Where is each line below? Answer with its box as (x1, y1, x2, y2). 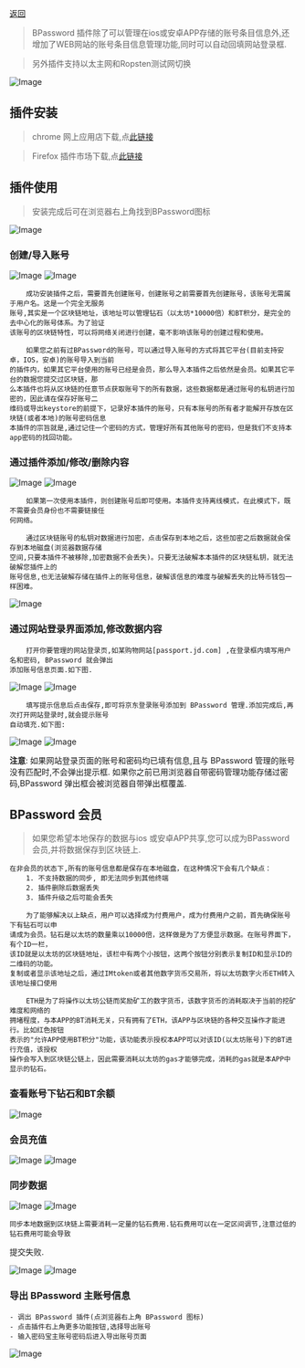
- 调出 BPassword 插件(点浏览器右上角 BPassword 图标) (9, 1312, 205, 1321)
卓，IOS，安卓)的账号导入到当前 (9, 355, 115, 364)
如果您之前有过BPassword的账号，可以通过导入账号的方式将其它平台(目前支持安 (26, 345, 285, 354)
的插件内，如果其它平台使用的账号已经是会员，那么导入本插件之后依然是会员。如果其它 (9, 364, 289, 374)
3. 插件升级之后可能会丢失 (26, 893, 113, 902)
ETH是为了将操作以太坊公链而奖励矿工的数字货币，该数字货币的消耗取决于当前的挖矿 (26, 996, 297, 1006)
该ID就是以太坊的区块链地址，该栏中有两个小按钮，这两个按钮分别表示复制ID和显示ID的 (9, 950, 292, 959)
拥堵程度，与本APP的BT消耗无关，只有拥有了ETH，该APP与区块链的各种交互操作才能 (9, 1016, 279, 1026)
